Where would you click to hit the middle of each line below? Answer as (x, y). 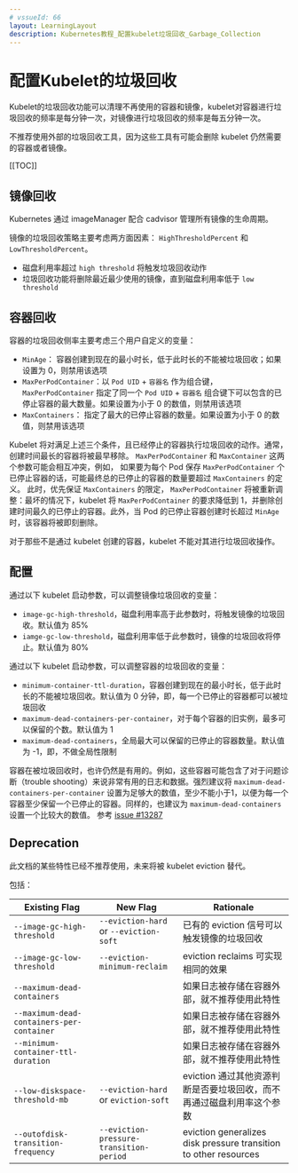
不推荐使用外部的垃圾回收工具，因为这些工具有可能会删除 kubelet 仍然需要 (145, 137)
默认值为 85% (63, 625)
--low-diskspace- (50, 1090)
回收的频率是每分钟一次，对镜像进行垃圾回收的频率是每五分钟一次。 (141, 118)
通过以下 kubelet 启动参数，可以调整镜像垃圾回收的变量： (114, 595)
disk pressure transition (231, 1143)
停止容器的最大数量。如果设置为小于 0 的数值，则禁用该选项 (132, 403)
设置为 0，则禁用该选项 (65, 370)
